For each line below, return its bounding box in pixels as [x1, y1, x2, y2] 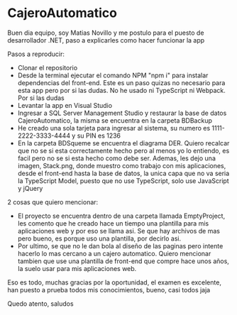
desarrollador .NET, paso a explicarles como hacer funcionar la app [7, 35, 205, 44]
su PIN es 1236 [77, 131, 121, 140]
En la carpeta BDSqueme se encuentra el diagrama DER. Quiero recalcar [17, 138, 230, 147]
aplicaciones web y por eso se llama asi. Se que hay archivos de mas [17, 226, 220, 235]
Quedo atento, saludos [7, 299, 74, 308]
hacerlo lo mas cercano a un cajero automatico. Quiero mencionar [17, 249, 211, 258]
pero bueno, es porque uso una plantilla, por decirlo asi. [17, 234, 182, 243]
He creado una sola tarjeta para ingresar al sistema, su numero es [17, 123, 211, 132]
